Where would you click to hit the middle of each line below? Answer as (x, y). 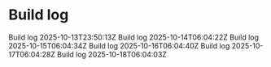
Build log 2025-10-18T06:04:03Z (111, 54)
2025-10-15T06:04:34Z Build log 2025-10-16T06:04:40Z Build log (119, 45)
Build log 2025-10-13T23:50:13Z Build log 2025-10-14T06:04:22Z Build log (133, 37)
